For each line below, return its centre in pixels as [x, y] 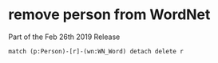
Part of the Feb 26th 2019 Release [64, 37]
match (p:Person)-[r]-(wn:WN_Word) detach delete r [96, 51]
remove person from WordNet [109, 15]
